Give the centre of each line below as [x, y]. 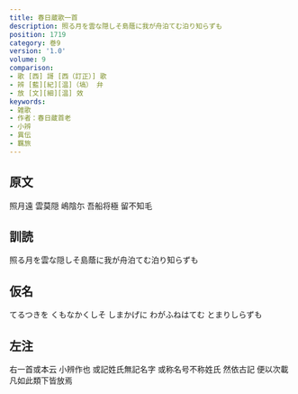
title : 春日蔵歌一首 [44, 18]
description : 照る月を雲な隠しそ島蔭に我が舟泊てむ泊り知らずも [116, 26]
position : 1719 [38, 34]
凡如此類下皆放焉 [41, 380]
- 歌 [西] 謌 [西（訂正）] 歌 [58, 77]
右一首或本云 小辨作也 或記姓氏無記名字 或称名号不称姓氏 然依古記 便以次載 [149, 369]
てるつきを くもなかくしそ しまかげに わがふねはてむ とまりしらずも [136, 315]
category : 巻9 [35, 43]
